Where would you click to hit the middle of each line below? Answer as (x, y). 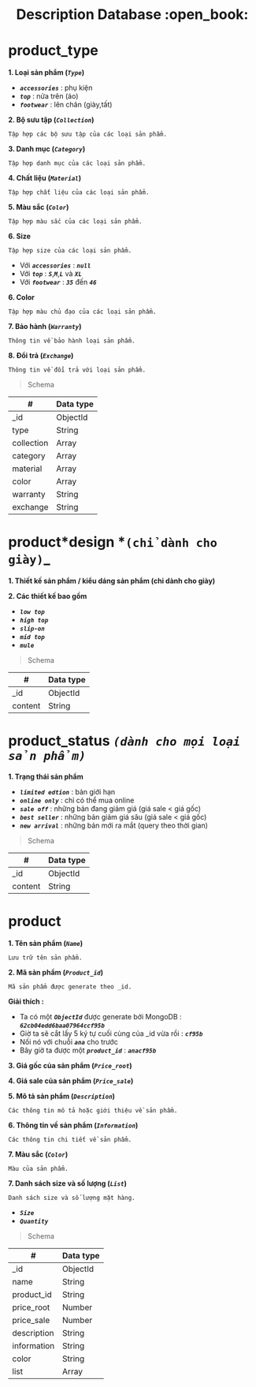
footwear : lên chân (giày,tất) (66, 105)
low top (32, 612)
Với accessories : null (55, 265)
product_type (53, 51)
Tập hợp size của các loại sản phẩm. (70, 251)
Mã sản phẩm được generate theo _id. (70, 987)
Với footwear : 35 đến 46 (58, 282)
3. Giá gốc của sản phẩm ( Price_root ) (70, 1065)
